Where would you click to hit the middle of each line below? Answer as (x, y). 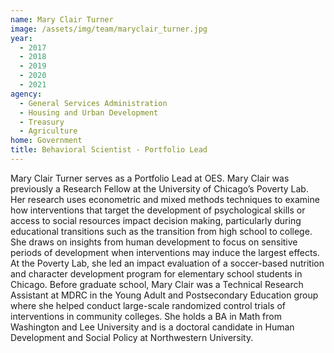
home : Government (46, 141)
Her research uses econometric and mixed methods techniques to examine (165, 199)
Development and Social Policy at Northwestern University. (132, 337)
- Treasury (42, 122)
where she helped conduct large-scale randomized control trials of (148, 305)
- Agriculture (48, 131)
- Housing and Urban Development (89, 112)
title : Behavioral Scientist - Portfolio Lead (109, 150)
